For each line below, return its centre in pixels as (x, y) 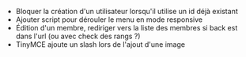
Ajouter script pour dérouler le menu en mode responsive (109, 20)
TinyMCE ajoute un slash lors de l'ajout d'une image (100, 45)
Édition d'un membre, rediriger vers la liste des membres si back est (127, 28)
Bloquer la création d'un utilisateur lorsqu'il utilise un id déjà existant (127, 11)
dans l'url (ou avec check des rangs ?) (78, 36)
